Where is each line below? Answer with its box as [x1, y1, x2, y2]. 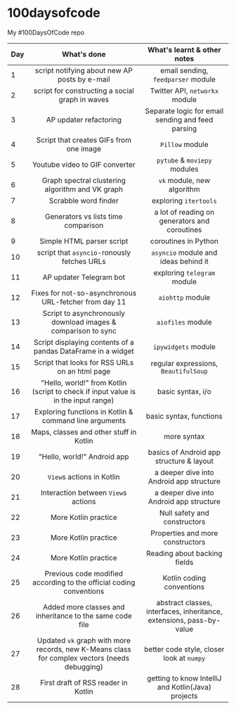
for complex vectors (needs [38, 653, 130, 663]
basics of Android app [147, 447, 221, 457]
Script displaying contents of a [33, 337, 135, 347]
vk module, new [158, 175, 211, 185]
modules [169, 164, 199, 174]
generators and [159, 216, 210, 226]
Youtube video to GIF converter [32, 160, 136, 170]
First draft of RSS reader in [39, 678, 128, 687]
